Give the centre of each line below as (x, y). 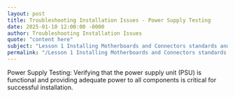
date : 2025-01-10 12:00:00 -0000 (56, 27)
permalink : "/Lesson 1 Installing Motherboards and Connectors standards (117, 53)
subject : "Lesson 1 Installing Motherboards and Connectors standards (112, 46)
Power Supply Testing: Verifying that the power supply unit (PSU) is (104, 72)
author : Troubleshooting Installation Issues (74, 33)
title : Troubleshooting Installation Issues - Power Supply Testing (109, 20)
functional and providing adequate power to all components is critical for (112, 80)
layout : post (26, 14)
